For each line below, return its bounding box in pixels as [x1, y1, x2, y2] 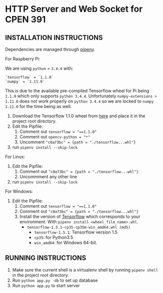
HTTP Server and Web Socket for [5, 3, 143, 15]
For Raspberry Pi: [5, 56, 40, 62]
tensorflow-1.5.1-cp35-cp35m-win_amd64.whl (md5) [27, 225, 131, 230]
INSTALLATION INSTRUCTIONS [5, 33, 103, 42]
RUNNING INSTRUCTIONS [5, 254, 86, 262]
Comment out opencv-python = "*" [19, 134, 90, 139]
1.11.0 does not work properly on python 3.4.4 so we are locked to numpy [5, 98, 154, 104]
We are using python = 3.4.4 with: [5, 65, 74, 71]
